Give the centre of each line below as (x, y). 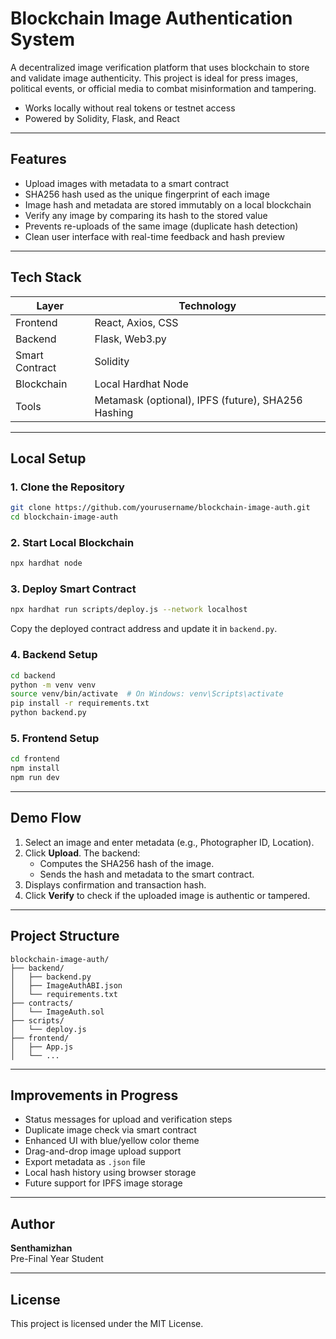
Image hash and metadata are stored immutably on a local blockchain (168, 204)
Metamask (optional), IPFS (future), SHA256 (198, 400)
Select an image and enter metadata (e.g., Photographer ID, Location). (169, 842)
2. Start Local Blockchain (72, 542)
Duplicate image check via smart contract (110, 1130)
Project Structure (65, 936)
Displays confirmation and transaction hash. (115, 884)
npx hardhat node (46, 563)
